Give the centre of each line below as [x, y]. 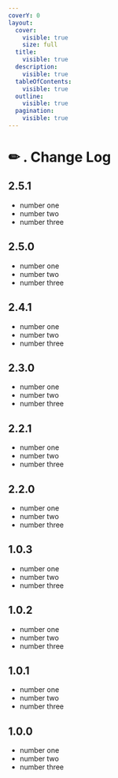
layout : [21, 23]
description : [37, 67]
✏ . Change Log [60, 157]
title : [26, 52]
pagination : [35, 111]
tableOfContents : [44, 81]
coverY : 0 [24, 15]
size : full [40, 45]
